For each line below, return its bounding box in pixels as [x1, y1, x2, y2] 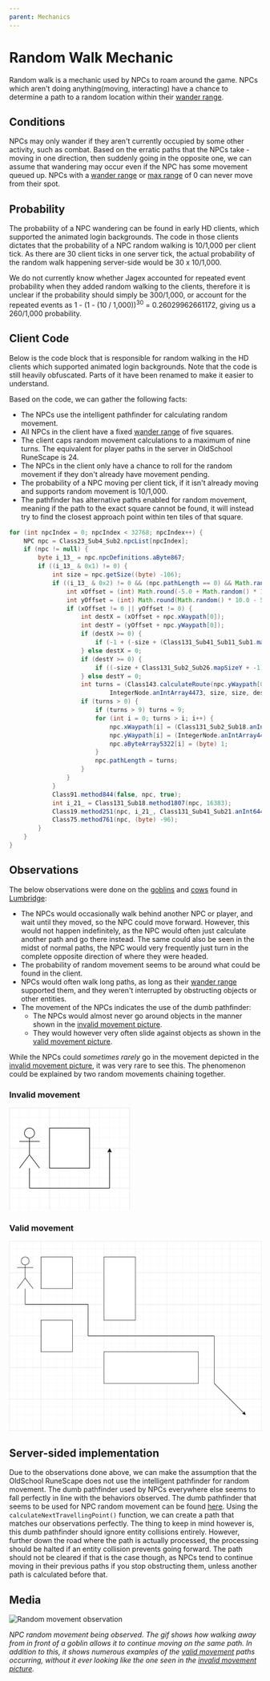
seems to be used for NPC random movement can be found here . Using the [9, 1501, 259, 1511]
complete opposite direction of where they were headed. [20, 951, 209, 961]
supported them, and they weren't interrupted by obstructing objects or [20, 985, 257, 995]
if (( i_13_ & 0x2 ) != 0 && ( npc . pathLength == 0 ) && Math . [51, 579, 254, 587]
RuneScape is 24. [20, 452, 79, 462]
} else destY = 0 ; [80, 672, 143, 681]
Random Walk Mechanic [9, 48, 174, 67]
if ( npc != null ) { [23, 545, 89, 553]
